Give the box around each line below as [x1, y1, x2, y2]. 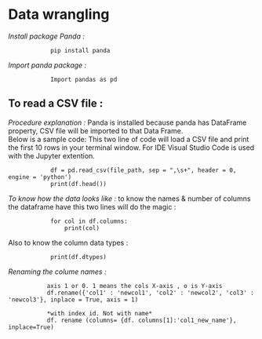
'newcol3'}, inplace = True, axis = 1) [8, 296, 139, 304]
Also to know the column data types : [8, 238, 129, 247]
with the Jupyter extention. [8, 151, 96, 160]
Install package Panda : [8, 31, 85, 41]
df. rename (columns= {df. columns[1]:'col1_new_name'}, [46, 316, 237, 324]
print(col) [64, 224, 100, 232]
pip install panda [49, 46, 111, 54]
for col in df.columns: [49, 217, 128, 225]
